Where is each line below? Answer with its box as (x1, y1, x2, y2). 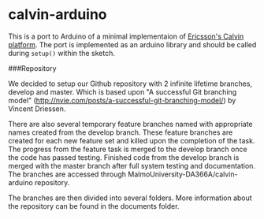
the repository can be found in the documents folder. (8, 201, 180, 210)
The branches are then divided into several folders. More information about (8, 193, 252, 202)
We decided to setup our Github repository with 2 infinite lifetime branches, (8, 79, 253, 88)
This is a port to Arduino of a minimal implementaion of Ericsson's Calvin (8, 32, 244, 41)
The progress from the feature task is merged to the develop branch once (8, 144, 247, 154)
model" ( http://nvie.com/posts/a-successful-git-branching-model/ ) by (8, 95, 236, 105)
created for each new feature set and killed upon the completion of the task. (8, 135, 255, 145)
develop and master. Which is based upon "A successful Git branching (8, 87, 237, 96)
